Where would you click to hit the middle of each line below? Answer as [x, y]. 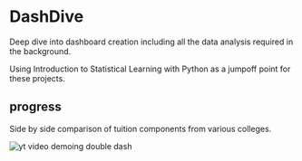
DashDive [47, 17]
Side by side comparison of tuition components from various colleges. [141, 128]
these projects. [37, 78]
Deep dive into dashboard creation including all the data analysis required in [151, 42]
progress [35, 107]
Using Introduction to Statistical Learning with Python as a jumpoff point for [150, 69]
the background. [40, 51]
